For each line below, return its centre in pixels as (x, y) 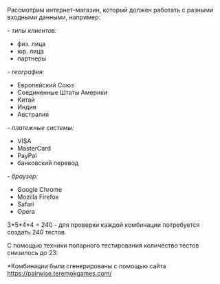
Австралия (33, 114)
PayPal (27, 155)
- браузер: (22, 176)
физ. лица (31, 44)
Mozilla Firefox (38, 197)
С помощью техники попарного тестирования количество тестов (103, 245)
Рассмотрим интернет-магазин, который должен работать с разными (110, 10)
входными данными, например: (54, 17)
